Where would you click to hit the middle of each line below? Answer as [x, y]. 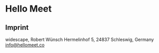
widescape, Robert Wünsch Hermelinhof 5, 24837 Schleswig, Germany [80, 39]
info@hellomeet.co [25, 45]
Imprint [17, 28]
